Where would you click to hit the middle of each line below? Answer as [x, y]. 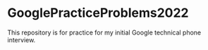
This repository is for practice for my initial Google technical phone [104, 32]
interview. [22, 39]
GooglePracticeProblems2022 [98, 13]
